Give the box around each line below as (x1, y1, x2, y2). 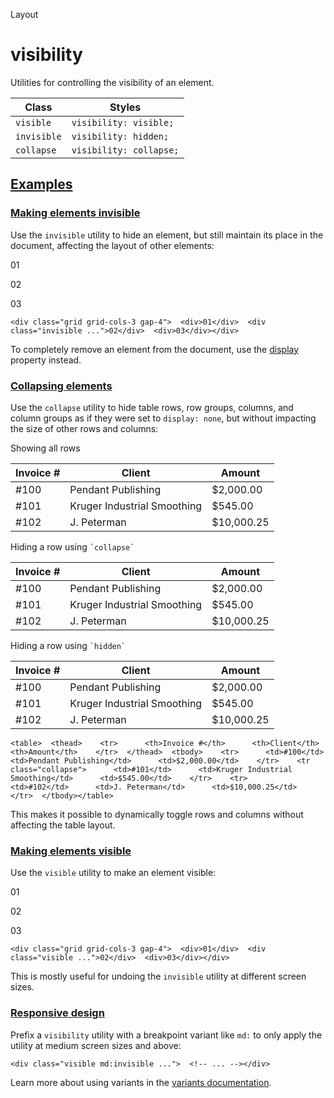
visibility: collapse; (71, 144, 180, 156)
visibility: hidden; (71, 130, 170, 142)
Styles (109, 100, 142, 114)
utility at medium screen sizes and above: (10, 1039, 182, 1051)
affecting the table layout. (10, 819, 116, 831)
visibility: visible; (71, 117, 175, 128)
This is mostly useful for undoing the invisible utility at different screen (10, 970, 307, 983)
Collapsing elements (10, 379, 113, 393)
